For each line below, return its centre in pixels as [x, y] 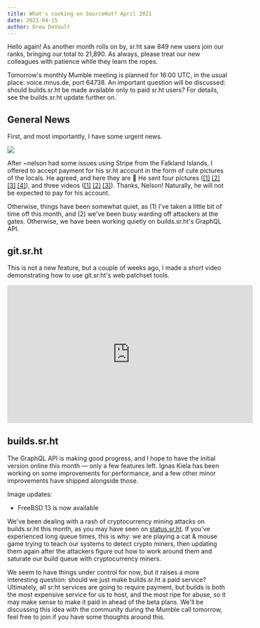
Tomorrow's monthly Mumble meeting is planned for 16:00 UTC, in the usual [117, 75]
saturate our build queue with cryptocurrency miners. [84, 559]
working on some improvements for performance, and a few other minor [111, 473]
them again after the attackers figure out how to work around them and [110, 551]
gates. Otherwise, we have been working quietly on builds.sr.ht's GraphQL [115, 221]
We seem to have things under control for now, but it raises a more [103, 572]
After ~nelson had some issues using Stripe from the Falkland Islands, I [110, 163]
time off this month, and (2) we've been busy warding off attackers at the [113, 214]
